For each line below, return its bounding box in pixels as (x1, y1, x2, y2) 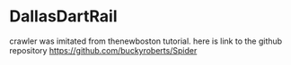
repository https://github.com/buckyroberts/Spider (9, 45, 198, 55)
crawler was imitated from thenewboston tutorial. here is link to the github (9, 36, 283, 46)
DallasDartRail (9, 6, 119, 27)
